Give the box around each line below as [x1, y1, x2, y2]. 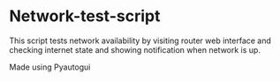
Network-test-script [9, 6, 161, 26]
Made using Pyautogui [9, 62, 91, 72]
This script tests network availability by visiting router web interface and [9, 35, 272, 46]
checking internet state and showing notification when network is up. [9, 44, 261, 55]
